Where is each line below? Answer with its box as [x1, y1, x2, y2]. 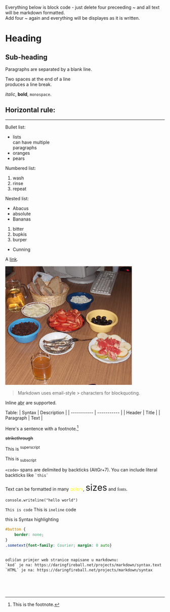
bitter [12, 226, 24, 232]
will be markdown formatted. [5, 10, 65, 16]
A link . [5, 256, 19, 262]
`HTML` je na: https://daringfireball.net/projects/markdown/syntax [5, 567, 153, 573]
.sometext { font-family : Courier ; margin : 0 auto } [5, 543, 112, 548]
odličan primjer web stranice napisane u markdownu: [5, 557, 119, 563]
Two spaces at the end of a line [5, 76, 71, 82]
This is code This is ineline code [5, 506, 76, 512]
